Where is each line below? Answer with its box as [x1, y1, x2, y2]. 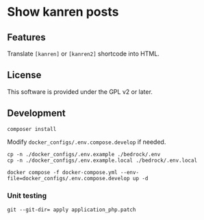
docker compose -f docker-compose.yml [7, 169, 118, 175]
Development [7, 108, 66, 119]
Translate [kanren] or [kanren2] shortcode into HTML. [7, 49, 160, 58]
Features [7, 32, 46, 43]
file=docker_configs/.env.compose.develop [7, 175, 130, 182]
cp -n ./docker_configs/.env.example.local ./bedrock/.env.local [7, 157, 197, 164]
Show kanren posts [7, 4, 119, 20]
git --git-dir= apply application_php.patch [7, 206, 136, 213]
